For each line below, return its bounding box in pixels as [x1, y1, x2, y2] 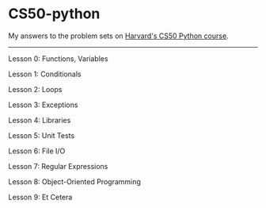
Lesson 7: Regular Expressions [8, 161, 108, 171]
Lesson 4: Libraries [8, 115, 71, 125]
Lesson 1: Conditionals [8, 69, 82, 79]
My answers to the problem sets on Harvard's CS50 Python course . [8, 31, 229, 40]
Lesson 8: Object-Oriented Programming [8, 176, 141, 187]
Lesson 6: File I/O [8, 146, 66, 156]
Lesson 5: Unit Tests [8, 130, 75, 140]
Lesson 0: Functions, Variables [8, 53, 108, 64]
